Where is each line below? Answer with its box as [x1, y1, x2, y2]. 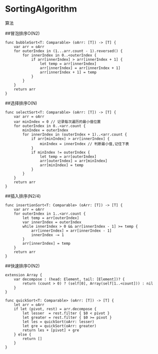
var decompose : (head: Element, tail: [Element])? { [14, 277, 125, 282]
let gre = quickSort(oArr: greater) [22, 323, 97, 328]
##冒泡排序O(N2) [5, 30, 40, 36]
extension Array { [5, 272, 42, 277]
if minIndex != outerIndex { [31, 150, 90, 155]
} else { [14, 332, 32, 337]
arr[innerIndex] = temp [22, 241, 70, 246]
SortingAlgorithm [5, 3, 77, 15]
